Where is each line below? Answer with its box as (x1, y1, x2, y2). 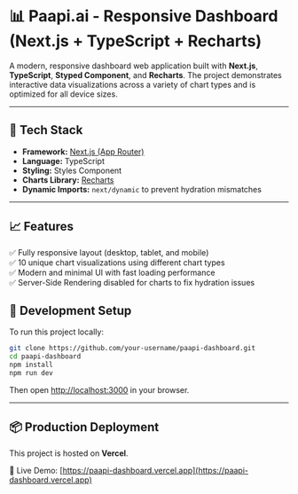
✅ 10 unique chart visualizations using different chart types (9, 257, 225, 268)
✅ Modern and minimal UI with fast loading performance (9, 267, 216, 278)
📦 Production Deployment (9, 420, 160, 435)
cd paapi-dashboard (9, 352, 82, 361)
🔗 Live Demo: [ (9, 465, 64, 475)
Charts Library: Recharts (21, 174, 114, 185)
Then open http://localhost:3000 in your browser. (9, 384, 190, 395)
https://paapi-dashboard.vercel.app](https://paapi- (62, 465, 249, 475)
